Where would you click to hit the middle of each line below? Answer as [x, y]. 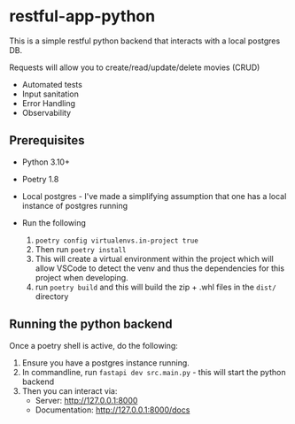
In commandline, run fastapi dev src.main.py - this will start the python [154, 372]
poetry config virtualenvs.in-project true [117, 241]
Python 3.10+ [46, 162]
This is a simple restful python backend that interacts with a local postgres [145, 41]
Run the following [54, 222]
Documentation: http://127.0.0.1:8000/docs [113, 410]
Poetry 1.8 [40, 179]
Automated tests [52, 84]
